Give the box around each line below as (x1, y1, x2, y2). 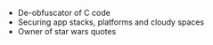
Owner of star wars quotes (17, 26, 117, 36)
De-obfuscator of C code (17, 8, 111, 18)
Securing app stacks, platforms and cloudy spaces (17, 17, 205, 27)
